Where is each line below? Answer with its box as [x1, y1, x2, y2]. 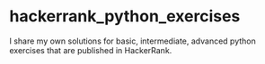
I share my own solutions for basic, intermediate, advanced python [9, 36, 256, 46]
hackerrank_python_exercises [9, 6, 241, 27]
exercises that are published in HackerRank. [9, 44, 172, 55]
